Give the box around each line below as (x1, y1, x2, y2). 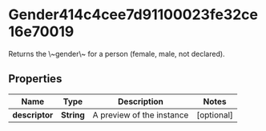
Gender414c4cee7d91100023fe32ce (8, 6, 259, 24)
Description (117, 96, 164, 107)
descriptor (12, 109, 54, 121)
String (61, 109, 86, 121)
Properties (8, 72, 62, 85)
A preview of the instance (92, 109, 189, 121)
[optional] (195, 109, 234, 121)
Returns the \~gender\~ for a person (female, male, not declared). (8, 49, 226, 58)
